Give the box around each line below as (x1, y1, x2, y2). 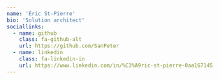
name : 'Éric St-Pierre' (6, 10, 76, 17)
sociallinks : (6, 23, 45, 30)
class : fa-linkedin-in (19, 56, 85, 63)
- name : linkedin (13, 49, 64, 56)
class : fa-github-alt (19, 36, 82, 43)
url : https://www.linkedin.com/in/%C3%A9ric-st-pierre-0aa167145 (19, 62, 214, 69)
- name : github (13, 29, 57, 37)
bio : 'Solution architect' (6, 17, 85, 24)
